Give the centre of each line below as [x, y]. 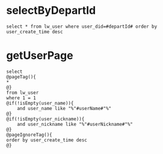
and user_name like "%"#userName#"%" [64, 108]
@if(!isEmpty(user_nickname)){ [45, 119]
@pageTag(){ [21, 77]
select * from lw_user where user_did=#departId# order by [82, 26]
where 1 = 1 [21, 98]
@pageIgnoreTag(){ [29, 135]
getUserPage [40, 56]
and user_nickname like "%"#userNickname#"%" [75, 124]
